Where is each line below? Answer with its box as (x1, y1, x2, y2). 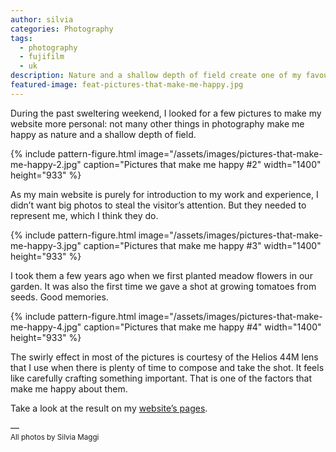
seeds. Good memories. (10, 291, 109, 303)
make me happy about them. (10, 382, 128, 395)
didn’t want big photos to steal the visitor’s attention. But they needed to (10, 199, 307, 211)
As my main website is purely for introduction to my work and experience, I (10, 188, 319, 200)
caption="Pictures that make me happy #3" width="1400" (83, 239, 322, 251)
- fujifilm (19, 52, 65, 62)
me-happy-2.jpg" (10, 158, 82, 170)
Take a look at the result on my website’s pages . (10, 402, 208, 414)
